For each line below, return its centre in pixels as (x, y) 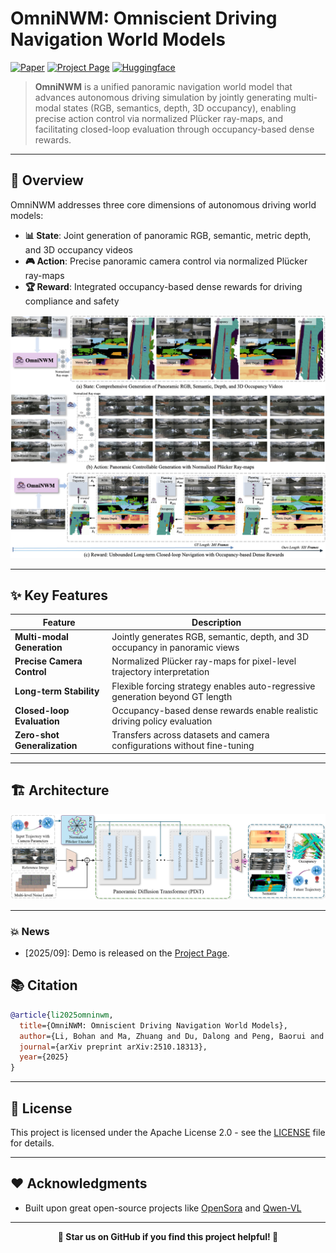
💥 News (30, 931)
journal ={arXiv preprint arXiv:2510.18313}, (113, 1047)
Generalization (46, 746)
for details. (32, 1143)
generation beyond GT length (172, 696)
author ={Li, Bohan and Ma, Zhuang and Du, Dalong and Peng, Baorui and (172, 1036)
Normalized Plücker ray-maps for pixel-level (204, 661)
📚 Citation (44, 985)
